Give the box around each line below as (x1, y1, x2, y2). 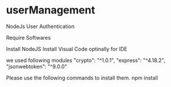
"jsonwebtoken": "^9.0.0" (6, 62, 68, 70)
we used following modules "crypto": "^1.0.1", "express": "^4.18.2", (6, 57, 166, 64)
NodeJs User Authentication (6, 23, 75, 30)
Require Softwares (6, 34, 51, 41)
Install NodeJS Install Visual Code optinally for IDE (6, 45, 128, 53)
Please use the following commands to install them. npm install (6, 74, 159, 81)
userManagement (6, 4, 95, 17)
